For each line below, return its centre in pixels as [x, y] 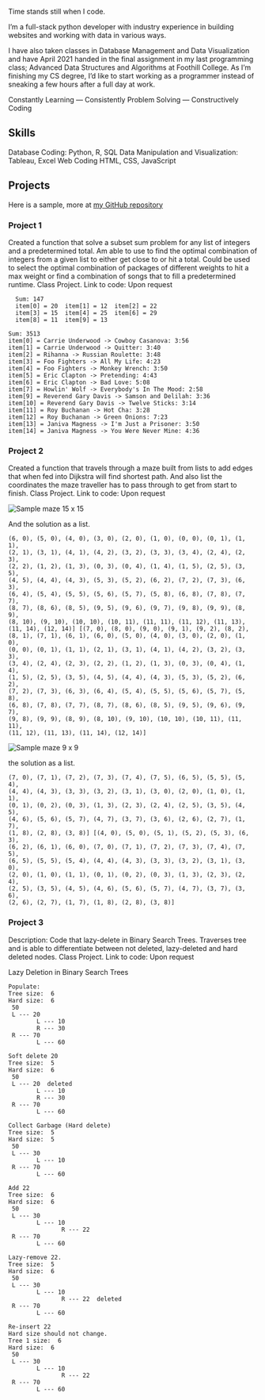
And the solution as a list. [49, 524]
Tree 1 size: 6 [35, 1341]
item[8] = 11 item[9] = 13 [62, 320]
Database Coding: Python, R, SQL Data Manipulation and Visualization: [123, 152]
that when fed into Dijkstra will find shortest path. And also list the [115, 477]
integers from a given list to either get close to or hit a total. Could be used [129, 259]
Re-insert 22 [30, 1327]
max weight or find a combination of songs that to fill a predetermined [122, 276]
